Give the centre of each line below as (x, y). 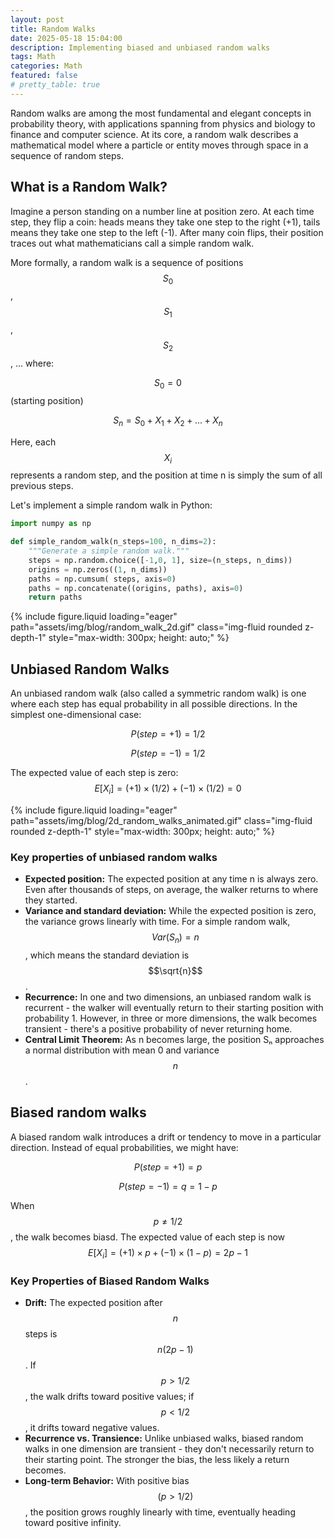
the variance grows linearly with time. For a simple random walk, (157, 922)
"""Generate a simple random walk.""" (109, 551)
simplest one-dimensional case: (76, 715)
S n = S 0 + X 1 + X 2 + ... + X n (168, 421)
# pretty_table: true (55, 85)
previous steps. (42, 486)
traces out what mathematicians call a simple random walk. (132, 243)
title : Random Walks (53, 29)
